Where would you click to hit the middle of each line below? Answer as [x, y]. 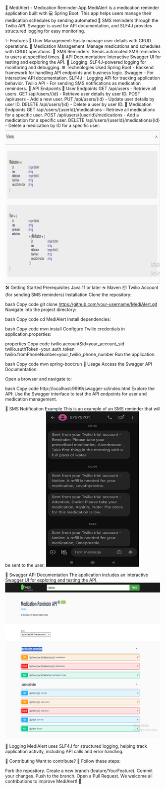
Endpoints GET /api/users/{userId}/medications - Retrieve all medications [80, 110]
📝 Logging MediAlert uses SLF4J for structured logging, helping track [76, 746]
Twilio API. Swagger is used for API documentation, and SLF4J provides [79, 26]
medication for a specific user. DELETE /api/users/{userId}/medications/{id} [83, 120]
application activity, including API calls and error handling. [64, 751]
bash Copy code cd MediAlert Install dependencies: [58, 319]
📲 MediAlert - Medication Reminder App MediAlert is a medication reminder [82, 8]
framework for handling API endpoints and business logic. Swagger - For [80, 73]
